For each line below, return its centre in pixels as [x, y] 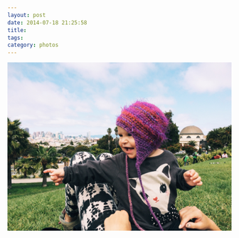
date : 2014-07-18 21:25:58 [47, 22]
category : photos [33, 45]
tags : [15, 38]
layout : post [27, 15]
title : [17, 30]
